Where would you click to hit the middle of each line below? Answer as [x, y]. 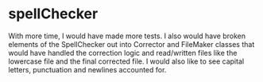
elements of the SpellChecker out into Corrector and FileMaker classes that [131, 44]
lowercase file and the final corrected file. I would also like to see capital [126, 61]
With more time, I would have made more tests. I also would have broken [127, 36]
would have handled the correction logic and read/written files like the [123, 53]
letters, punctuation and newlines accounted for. [87, 69]
